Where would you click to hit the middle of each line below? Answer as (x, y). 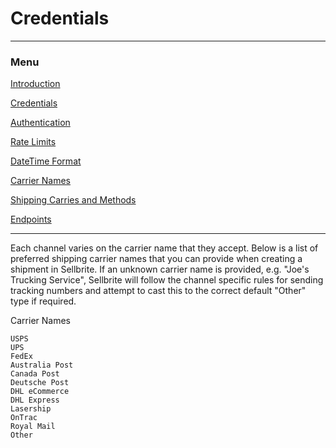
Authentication (40, 123)
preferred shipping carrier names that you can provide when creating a (156, 259)
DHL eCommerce (40, 392)
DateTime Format (46, 161)
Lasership (31, 409)
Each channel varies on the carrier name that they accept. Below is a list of (164, 248)
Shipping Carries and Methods (73, 200)
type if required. (43, 301)
